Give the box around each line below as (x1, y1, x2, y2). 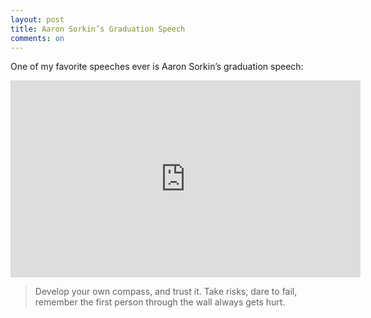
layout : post (10, 14, 65, 25)
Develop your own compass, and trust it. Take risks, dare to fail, (34, 286, 298, 298)
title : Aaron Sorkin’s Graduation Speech (10, 24, 186, 34)
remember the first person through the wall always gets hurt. (34, 296, 286, 308)
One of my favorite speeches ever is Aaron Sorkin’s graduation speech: (10, 61, 304, 73)
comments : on (10, 33, 65, 43)
